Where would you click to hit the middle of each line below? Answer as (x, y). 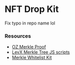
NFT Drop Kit (32, 9)
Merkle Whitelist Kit (32, 57)
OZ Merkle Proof (29, 47)
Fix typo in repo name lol (30, 23)
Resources (18, 36)
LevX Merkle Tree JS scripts (41, 52)
